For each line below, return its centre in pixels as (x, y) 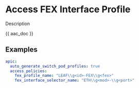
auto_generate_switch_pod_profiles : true (55, 66)
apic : (11, 61)
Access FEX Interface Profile (68, 9)
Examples (21, 50)
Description (18, 24)
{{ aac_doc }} (19, 33)
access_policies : (29, 71)
